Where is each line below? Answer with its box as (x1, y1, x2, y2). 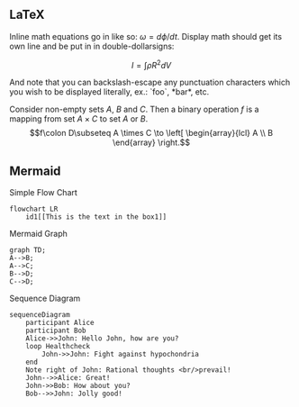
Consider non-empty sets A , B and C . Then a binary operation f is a (9, 104, 259, 115)
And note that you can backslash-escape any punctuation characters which (9, 77, 291, 88)
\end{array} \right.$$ (112, 137, 191, 148)
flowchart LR (9, 204, 59, 214)
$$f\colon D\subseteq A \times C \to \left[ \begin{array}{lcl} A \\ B (30, 128, 273, 139)
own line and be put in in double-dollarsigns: (9, 41, 175, 51)
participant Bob (25, 326, 87, 336)
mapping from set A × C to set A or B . (9, 113, 149, 124)
